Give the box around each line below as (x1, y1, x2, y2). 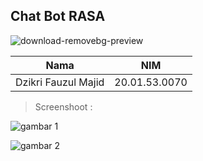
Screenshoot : (34, 100, 93, 113)
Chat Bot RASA (10, 8, 106, 25)
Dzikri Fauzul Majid (15, 75, 105, 89)
